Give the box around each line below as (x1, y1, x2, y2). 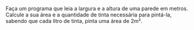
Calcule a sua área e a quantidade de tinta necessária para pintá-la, (5, 11, 172, 18)
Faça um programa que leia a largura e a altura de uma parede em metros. (5, 5, 189, 12)
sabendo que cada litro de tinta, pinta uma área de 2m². (5, 18, 143, 24)
